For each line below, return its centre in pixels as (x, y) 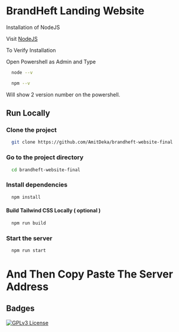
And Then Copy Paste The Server (89, 274)
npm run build (29, 223)
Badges (20, 309)
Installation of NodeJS (33, 27)
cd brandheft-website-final (46, 170)
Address (27, 287)
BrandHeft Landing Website (75, 11)
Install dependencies (37, 185)
